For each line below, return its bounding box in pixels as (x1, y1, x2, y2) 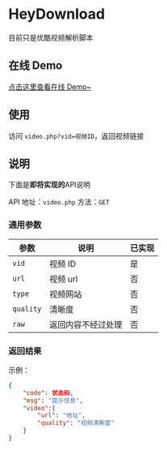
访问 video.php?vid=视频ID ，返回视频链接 (8, 131, 144, 140)
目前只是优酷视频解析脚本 (8, 32, 94, 42)
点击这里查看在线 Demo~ (8, 82, 92, 92)
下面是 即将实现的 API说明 (8, 180, 91, 190)
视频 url (49, 273, 78, 285)
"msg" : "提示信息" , (23, 396, 83, 405)
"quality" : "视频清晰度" (37, 419, 115, 427)
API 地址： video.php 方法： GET (8, 197, 111, 207)
